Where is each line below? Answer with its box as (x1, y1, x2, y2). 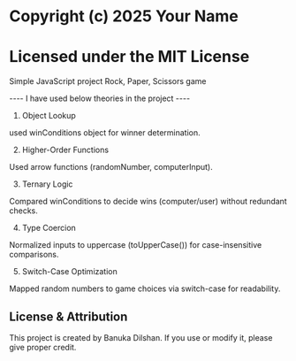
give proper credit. (9, 342, 77, 352)
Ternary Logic (21, 179, 73, 189)
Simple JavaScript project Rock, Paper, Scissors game (9, 76, 207, 87)
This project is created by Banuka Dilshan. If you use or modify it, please (9, 332, 273, 342)
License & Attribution (9, 309, 128, 324)
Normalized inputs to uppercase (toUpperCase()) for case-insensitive (9, 240, 262, 250)
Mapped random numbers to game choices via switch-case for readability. (9, 283, 281, 294)
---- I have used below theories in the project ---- (9, 93, 191, 104)
